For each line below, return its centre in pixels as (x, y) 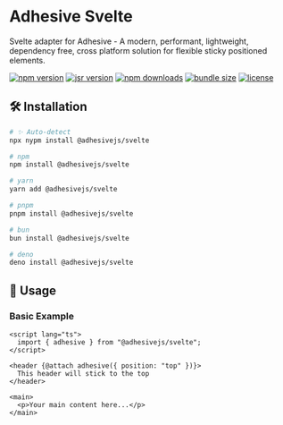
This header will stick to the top (83, 373)
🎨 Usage (33, 290)
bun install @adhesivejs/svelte (69, 238)
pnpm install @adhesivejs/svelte (71, 213)
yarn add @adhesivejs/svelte (63, 190)
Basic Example (42, 316)
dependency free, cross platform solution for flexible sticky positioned (138, 50)
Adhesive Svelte (71, 17)
